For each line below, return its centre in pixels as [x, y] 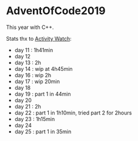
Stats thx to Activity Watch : [39, 38]
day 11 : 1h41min [34, 50]
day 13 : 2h [28, 63]
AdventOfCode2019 [56, 11]
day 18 [23, 87]
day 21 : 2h [28, 106]
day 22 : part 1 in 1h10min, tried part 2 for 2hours [73, 113]
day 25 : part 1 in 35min [43, 132]
